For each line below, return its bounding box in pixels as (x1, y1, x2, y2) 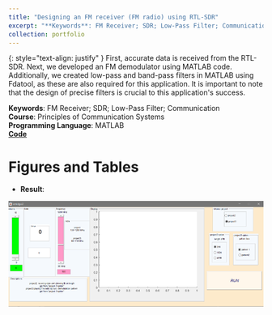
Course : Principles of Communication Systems (8, 112, 165, 121)
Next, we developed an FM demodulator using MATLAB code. (27, 62, 232, 72)
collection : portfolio (8, 30, 85, 38)
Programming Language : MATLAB (8, 121, 125, 130)
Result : (19, 185, 45, 194)
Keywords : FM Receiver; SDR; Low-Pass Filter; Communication (8, 104, 220, 113)
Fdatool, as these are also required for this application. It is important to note (8, 79, 263, 89)
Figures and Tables (8, 158, 139, 176)
